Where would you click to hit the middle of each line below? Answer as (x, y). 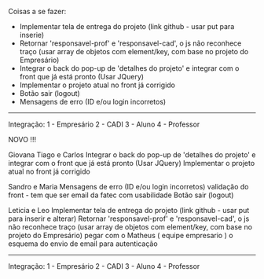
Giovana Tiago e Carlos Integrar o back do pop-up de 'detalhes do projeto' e (132, 155)
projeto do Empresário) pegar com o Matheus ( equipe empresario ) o (121, 235)
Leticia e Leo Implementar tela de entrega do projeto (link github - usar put (129, 210)
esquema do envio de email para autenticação (83, 244)
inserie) (32, 35)
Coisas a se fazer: (37, 11)
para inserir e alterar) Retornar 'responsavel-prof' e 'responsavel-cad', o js (129, 218)
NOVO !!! (22, 139)
